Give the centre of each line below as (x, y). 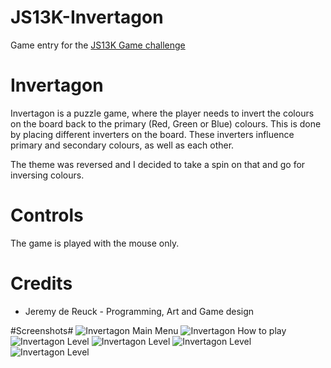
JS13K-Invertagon (87, 17)
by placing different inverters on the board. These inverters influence (152, 134)
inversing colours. (47, 175)
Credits (41, 283)
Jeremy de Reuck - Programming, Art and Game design (139, 311)
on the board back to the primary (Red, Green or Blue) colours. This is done (166, 123)
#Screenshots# (42, 330)
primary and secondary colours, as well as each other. (122, 145)
